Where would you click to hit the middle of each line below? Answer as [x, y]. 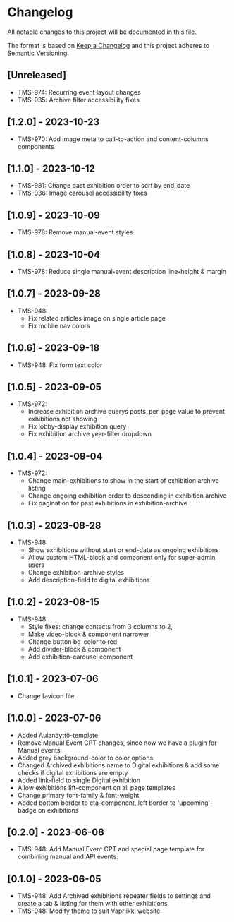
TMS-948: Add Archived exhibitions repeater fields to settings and [114, 896]
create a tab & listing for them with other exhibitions [92, 904]
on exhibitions [58, 810]
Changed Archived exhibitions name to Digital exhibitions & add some [118, 765]
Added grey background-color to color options [85, 758]
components [36, 146]
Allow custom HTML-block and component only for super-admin [122, 558]
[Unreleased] [37, 75]
